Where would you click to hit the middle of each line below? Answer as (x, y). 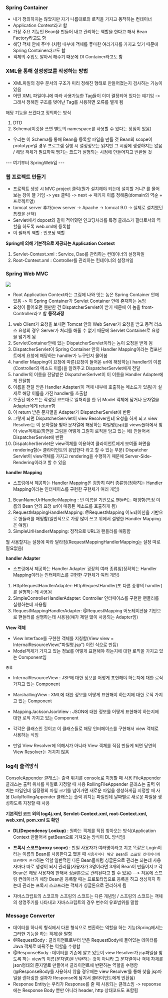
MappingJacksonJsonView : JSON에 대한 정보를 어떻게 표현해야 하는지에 (86, 712)
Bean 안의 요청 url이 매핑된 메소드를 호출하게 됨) (69, 506)
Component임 (32, 657)
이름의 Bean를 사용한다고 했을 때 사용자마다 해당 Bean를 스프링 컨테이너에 (91, 854)
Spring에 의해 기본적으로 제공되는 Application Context (60, 243)
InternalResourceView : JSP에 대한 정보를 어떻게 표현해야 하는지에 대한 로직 (88, 678)
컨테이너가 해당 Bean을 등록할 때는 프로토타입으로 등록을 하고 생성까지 (87, 879)
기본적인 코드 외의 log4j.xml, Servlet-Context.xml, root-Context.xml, (76, 814)
